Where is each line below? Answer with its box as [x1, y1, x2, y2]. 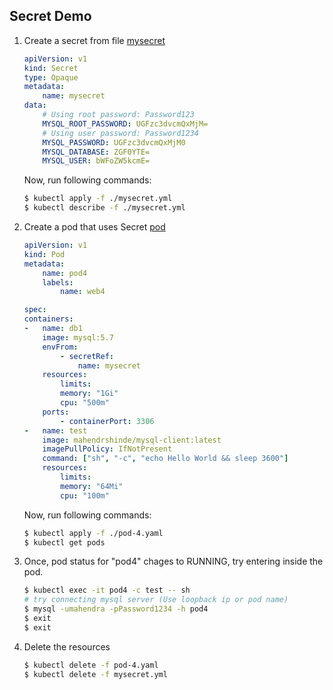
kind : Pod [23, 249, 66, 259]
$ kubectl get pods [23, 537, 106, 548]
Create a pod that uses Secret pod [23, 221, 166, 233]
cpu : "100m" [60, 490, 110, 501]
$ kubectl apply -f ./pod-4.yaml [23, 528, 164, 538]
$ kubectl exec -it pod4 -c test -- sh [23, 585, 191, 596]
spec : [23, 305, 47, 315]
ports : [42, 407, 70, 417]
